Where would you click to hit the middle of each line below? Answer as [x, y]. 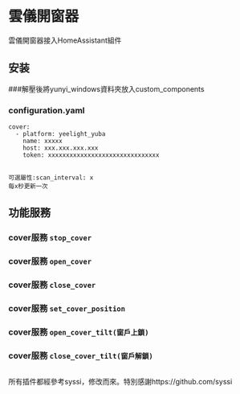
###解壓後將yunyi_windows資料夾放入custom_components [106, 88]
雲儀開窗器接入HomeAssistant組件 [65, 40]
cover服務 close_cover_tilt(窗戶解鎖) [81, 355]
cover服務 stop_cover [50, 238]
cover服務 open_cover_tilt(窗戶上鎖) [79, 332]
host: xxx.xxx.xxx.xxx [61, 148]
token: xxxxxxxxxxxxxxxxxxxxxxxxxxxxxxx [91, 155]
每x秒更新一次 [28, 187]
